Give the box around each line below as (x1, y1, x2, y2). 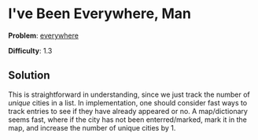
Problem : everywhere (8, 31, 79, 40)
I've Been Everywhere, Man (8, 5, 191, 23)
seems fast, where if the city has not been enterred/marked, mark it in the (8, 115, 248, 124)
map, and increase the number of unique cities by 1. (8, 123, 176, 132)
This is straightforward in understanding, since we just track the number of (8, 90, 250, 99)
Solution (8, 68, 50, 83)
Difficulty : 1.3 (8, 46, 53, 55)
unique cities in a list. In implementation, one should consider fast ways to (8, 98, 248, 107)
